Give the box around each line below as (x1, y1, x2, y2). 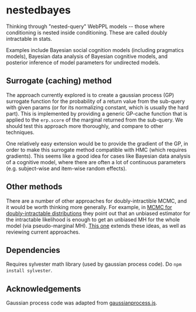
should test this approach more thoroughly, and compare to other (6, 122, 164, 129)
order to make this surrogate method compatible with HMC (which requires (6, 146, 187, 153)
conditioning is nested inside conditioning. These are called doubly (6, 29, 168, 36)
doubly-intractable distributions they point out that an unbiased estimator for (6, 210, 191, 217)
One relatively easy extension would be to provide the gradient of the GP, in (6, 140, 188, 147)
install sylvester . (6, 267, 53, 274)
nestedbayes (6, 4, 71, 17)
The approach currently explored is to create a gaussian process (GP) (6, 91, 174, 98)
